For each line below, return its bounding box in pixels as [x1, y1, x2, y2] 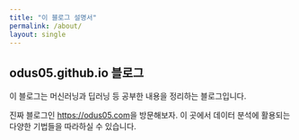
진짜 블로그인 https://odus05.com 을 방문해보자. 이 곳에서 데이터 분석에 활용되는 [9, 109, 291, 121]
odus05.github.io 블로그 [9, 65, 145, 81]
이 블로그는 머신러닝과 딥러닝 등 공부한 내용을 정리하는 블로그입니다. [9, 91, 247, 101]
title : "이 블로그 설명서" [9, 13, 97, 22]
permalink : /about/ [9, 22, 83, 31]
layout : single [9, 30, 66, 39]
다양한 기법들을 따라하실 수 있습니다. [9, 121, 136, 132]
